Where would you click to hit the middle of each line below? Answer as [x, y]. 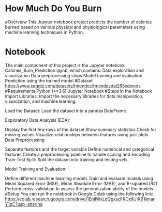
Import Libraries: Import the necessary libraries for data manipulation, [74, 96]
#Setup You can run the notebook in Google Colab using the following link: [79, 194]
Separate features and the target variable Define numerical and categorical [80, 149]
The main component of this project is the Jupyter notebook [65, 65]
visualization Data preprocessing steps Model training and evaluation [74, 75]
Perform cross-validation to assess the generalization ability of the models [79, 188]
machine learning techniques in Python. [44, 32]
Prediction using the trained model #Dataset [49, 81]
